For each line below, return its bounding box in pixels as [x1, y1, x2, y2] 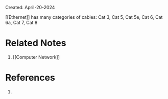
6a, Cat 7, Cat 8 [5, 20, 38, 25]
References [5, 72, 55, 83]
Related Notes [5, 38, 66, 49]
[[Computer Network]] [12, 54, 60, 60]
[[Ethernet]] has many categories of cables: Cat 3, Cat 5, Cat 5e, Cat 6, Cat [5, 14, 163, 20]
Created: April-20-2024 [5, 5, 55, 10]
